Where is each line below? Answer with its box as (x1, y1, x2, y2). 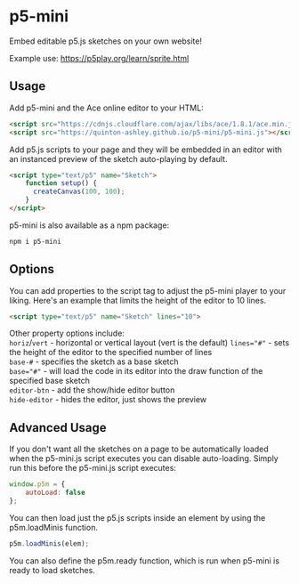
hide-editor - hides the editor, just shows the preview (9, 394, 207, 405)
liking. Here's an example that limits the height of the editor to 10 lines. (9, 295, 267, 305)
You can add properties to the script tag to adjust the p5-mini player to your (9, 285, 287, 296)
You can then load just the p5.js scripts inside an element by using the (9, 512, 266, 523)
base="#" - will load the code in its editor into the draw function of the (9, 366, 263, 377)
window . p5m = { (9, 480, 66, 489)
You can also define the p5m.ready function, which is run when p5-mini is (9, 555, 280, 566)
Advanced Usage (9, 420, 107, 435)
